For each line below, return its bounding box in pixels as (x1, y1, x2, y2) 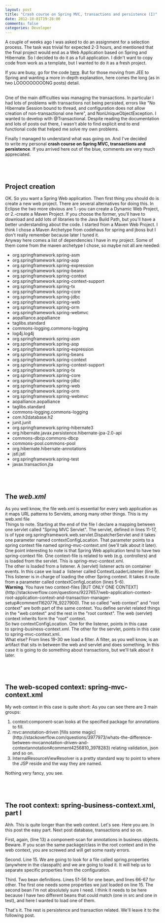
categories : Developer (5, 26, 52, 31)
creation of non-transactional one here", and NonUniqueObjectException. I (5, 110, 157, 116)
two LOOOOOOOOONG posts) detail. (5, 80, 80, 86)
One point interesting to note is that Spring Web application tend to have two (5, 547, 161, 553)
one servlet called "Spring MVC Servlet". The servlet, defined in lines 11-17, (5, 527, 157, 532)
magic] (82, 729, 96, 735)
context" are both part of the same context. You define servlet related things (5, 605, 160, 611)
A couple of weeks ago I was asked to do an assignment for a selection (5, 39, 150, 45)
